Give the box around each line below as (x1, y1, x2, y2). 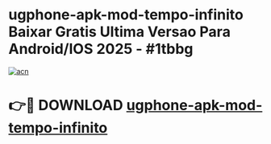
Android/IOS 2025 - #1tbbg (8, 40, 194, 58)
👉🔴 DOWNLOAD (8, 97, 123, 114)
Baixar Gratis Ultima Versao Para (8, 23, 231, 41)
